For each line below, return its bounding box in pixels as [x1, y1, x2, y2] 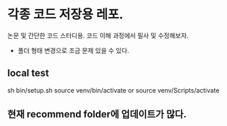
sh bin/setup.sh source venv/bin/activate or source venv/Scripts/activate [7, 86, 220, 94]
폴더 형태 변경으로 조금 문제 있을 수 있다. [17, 46, 130, 55]
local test [7, 67, 50, 79]
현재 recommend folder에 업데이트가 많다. [7, 108, 187, 120]
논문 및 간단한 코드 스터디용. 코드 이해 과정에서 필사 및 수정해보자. [7, 31, 189, 40]
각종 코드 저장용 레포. [7, 6, 124, 23]
